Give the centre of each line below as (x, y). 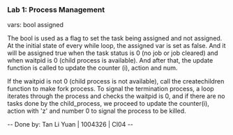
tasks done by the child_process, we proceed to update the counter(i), (108, 104)
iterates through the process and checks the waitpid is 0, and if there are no (116, 96)
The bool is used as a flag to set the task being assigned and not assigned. (115, 38)
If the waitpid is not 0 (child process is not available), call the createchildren (116, 81)
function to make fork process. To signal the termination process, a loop (111, 89)
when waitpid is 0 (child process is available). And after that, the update (110, 61)
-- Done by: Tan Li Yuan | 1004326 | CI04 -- (70, 125)
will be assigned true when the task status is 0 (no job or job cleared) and (113, 53)
